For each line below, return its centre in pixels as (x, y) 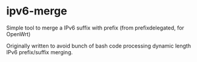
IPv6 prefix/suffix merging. (40, 52)
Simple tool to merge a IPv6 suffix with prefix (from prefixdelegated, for (95, 28)
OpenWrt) (18, 34)
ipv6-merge (37, 11)
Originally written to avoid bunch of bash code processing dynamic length (98, 46)
